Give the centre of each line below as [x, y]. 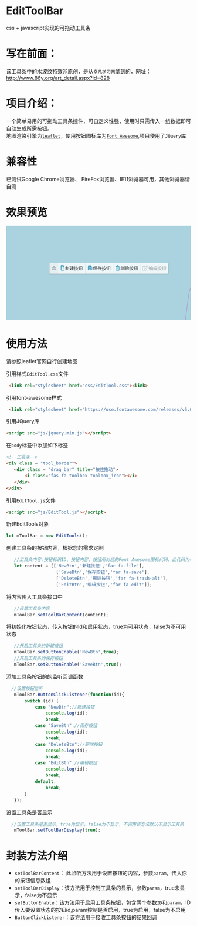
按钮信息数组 [35, 881]
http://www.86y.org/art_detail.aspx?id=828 [58, 78]
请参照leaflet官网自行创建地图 [42, 361]
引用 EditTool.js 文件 [31, 500]
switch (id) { [42, 701]
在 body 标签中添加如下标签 [37, 445]
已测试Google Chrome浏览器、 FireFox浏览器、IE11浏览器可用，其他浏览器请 [98, 179]
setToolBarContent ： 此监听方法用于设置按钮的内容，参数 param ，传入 [98, 873]
